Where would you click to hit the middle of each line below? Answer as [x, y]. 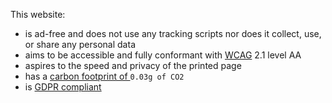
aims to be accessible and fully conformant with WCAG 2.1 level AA [163, 55]
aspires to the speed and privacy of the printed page [133, 65]
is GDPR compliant [63, 87]
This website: [38, 14]
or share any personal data [80, 44]
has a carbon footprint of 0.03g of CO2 [104, 76]
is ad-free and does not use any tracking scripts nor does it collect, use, [173, 33]
